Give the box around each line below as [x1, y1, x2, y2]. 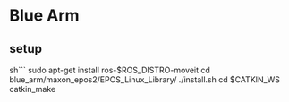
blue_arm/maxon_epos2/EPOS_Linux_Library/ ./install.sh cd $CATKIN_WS [9, 74, 280, 85]
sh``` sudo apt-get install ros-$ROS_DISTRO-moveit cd [9, 64, 210, 75]
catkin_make [9, 84, 56, 94]
